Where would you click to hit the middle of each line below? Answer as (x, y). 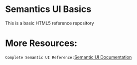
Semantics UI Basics (48, 9)
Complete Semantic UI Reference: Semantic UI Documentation (68, 57)
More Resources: (41, 43)
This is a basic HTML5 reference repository (50, 23)
